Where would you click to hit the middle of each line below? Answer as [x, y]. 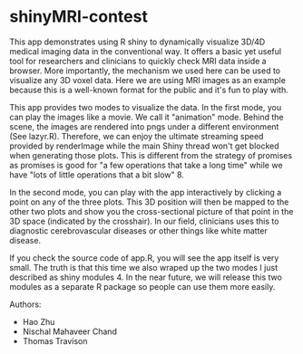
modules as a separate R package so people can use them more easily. [142, 286]
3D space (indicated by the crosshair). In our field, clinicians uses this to [144, 221]
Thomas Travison [55, 340]
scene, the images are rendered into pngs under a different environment [144, 126]
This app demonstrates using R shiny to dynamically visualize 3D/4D [137, 42]
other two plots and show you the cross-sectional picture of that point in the [151, 211]
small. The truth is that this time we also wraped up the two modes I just [144, 267]
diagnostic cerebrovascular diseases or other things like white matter [138, 230]
